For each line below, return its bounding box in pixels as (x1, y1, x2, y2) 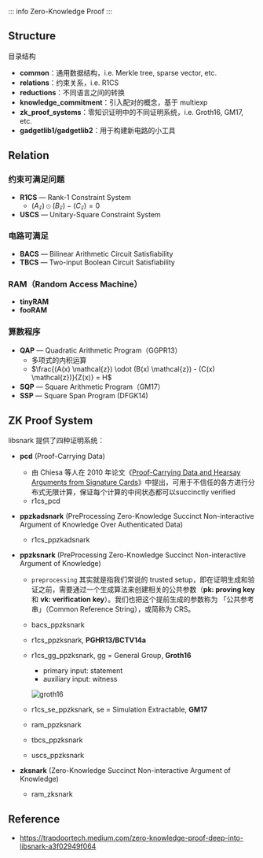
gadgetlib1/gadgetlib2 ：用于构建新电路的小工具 (19, 125, 176, 135)
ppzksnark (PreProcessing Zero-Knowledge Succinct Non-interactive (19, 550, 246, 560)
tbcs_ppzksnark (31, 735, 84, 745)
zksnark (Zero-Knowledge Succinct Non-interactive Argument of (19, 766, 232, 775)
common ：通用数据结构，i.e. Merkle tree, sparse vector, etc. (19, 68, 217, 77)
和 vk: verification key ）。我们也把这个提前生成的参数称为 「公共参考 (31, 594, 254, 605)
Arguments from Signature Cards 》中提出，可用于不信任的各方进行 (31, 478, 249, 487)
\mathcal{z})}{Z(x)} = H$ (31, 373, 112, 383)
